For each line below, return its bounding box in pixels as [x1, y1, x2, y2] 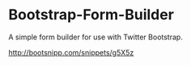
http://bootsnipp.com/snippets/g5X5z [8, 47, 134, 57]
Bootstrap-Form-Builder [8, 6, 174, 24]
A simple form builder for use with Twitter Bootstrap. [8, 32, 184, 42]
